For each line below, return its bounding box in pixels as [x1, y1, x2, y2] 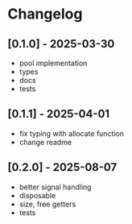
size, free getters [19, 199, 76, 209]
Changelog [7, 5, 83, 23]
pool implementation [19, 58, 88, 68]
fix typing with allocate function [19, 128, 125, 138]
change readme [19, 137, 72, 147]
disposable [19, 190, 56, 200]
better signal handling [19, 182, 92, 192]
